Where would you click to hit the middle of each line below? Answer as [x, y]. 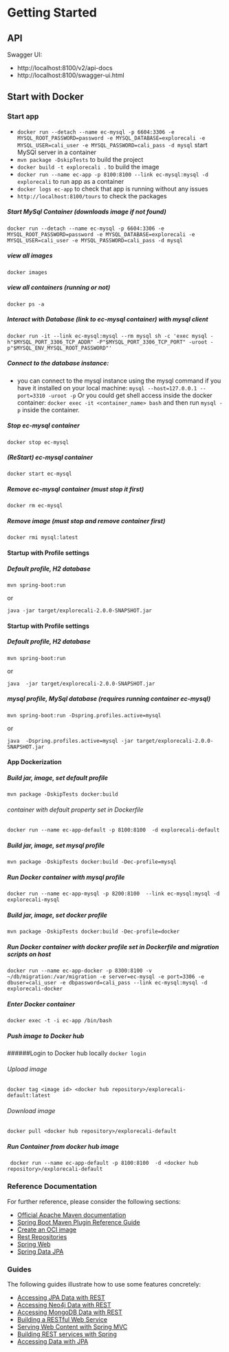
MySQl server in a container [57, 152]
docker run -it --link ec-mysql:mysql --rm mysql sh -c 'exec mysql [107, 336]
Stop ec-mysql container [44, 425]
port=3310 [31, 396]
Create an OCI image [47, 1229]
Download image [31, 1110]
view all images [30, 255]
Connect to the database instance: [58, 363]
